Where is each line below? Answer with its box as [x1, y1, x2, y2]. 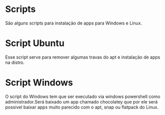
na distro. [5, 59, 25, 65]
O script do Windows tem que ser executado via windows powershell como [5, 93, 160, 99]
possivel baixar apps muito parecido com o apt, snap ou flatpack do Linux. [5, 104, 159, 110]
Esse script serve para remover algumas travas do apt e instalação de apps [5, 54, 160, 60]
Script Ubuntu [5, 37, 65, 49]
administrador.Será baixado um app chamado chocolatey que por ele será [5, 98, 158, 104]
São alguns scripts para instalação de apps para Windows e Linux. [5, 20, 142, 26]
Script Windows [5, 77, 73, 88]
